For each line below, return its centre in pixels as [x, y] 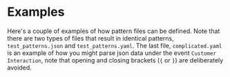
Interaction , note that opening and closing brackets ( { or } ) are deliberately [115, 60]
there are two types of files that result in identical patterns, [90, 38]
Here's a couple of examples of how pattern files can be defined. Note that [114, 31]
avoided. [20, 67]
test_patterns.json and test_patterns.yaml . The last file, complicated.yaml [115, 45]
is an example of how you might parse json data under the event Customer [112, 53]
